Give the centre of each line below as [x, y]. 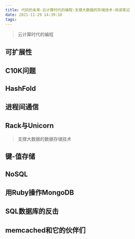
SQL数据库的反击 [32, 211]
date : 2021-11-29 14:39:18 [34, 15]
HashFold [21, 89]
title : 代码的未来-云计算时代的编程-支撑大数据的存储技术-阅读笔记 [68, 10]
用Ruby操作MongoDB [40, 193]
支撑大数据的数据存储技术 [44, 139]
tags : [11, 19]
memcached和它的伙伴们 [45, 230]
